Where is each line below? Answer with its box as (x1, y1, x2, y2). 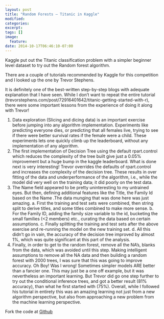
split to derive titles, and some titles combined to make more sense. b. (12, 205, 154, 211)
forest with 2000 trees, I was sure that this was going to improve (12, 257, 142, 263)
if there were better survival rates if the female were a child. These (12, 132, 147, 138)
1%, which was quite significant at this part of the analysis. (12, 236, 131, 243)
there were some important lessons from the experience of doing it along (5, 102, 153, 108)
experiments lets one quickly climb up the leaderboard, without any (12, 138, 148, 144)
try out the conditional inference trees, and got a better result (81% (12, 278, 147, 284)
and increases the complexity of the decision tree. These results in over (12, 169, 157, 174)
